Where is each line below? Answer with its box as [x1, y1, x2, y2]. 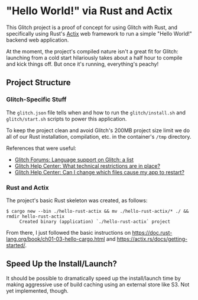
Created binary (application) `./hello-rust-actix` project [19, 218, 170, 225]
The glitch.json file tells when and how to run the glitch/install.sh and [6, 108, 186, 116]
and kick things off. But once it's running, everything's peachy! [6, 60, 159, 68]
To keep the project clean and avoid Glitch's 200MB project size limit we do [6, 126, 190, 134]
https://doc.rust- [132, 229, 173, 236]
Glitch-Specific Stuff [6, 95, 67, 104]
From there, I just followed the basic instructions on [6, 229, 131, 236]
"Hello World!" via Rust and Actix [6, 4, 173, 18]
